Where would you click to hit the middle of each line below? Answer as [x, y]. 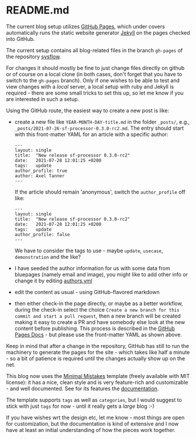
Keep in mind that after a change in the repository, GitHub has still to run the [97, 346]
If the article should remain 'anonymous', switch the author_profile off [100, 192]
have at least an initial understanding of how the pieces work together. [91, 430]
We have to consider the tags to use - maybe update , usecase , [89, 251]
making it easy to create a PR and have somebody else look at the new [100, 322]
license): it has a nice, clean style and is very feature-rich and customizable [97, 382]
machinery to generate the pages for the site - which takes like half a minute [98, 352]
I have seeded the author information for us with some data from [92, 268]
